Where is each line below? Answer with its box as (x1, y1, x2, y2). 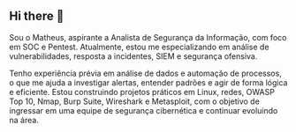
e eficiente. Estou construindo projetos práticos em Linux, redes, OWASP (9, 86, 276, 97)
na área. (9, 114, 40, 125)
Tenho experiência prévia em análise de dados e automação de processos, (9, 68, 283, 78)
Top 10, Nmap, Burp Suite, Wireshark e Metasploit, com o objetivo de (9, 96, 261, 106)
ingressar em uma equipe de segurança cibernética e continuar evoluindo (9, 105, 278, 115)
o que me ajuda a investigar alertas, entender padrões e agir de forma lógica (9, 77, 288, 88)
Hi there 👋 (9, 9, 65, 24)
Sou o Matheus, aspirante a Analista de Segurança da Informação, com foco (9, 32, 287, 42)
